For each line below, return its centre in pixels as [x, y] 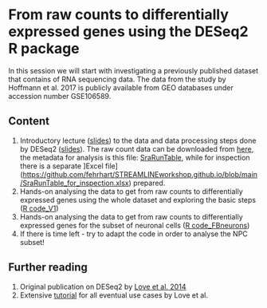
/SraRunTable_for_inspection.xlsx [74, 183]
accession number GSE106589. [60, 96]
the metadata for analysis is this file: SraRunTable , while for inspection [135, 157]
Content [29, 121]
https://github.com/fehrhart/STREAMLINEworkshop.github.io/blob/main [140, 174]
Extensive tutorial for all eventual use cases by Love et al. [114, 295]
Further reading [48, 268]
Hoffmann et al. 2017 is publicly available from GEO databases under [121, 87]
